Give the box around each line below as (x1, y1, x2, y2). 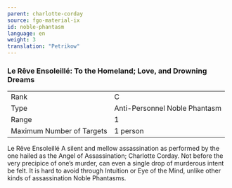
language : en (7, 29, 46, 37)
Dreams (7, 74, 35, 84)
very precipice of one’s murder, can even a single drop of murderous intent (7, 159, 224, 168)
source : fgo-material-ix (7, 17, 80, 24)
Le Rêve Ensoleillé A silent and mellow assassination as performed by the (7, 145, 220, 153)
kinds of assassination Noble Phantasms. (7, 174, 127, 182)
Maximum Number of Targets (11, 126, 108, 136)
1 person (114, 126, 144, 136)
